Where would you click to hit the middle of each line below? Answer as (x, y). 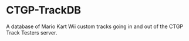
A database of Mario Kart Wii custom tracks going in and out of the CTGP (95, 26)
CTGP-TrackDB (43, 10)
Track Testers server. (32, 32)
